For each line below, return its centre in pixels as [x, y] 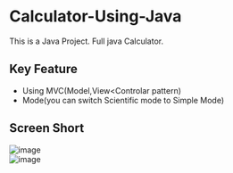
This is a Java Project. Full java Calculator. [86, 41]
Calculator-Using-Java [96, 16]
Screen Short [47, 128]
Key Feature [43, 69]
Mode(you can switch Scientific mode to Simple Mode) [123, 100]
